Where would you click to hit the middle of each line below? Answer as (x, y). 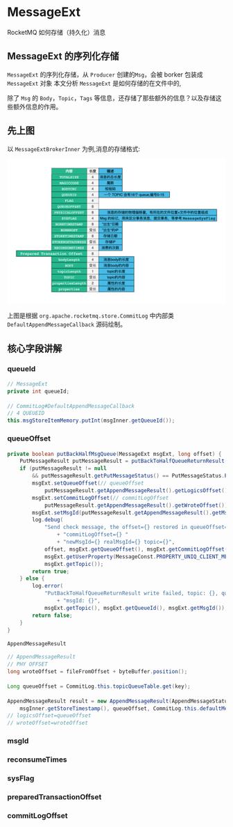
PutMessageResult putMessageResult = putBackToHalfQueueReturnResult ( (124, 461)
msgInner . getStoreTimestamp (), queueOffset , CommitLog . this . (110, 708)
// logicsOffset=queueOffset (49, 716)
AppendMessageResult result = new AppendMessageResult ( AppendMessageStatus (119, 701)
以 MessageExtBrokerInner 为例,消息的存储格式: (74, 149)
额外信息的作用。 (37, 107)
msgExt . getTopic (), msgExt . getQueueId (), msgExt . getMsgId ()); (136, 608)
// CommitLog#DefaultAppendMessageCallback (71, 406)
